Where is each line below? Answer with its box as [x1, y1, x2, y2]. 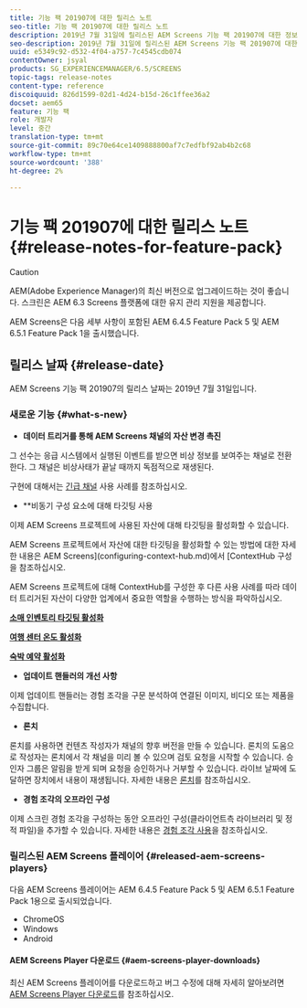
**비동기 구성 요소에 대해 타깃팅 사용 [22, 500, 153, 512]
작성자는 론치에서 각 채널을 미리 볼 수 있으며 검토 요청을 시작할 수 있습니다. [18, 751, 285, 763]
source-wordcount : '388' [9, 157, 104, 167]
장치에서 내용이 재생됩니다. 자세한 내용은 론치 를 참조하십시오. [33, 774, 251, 786]
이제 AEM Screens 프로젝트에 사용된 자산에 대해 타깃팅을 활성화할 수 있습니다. [9, 520, 290, 531]
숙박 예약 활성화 [9, 651, 66, 663]
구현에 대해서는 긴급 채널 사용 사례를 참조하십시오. [9, 481, 188, 492]
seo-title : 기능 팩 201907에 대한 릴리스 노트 [9, 22, 169, 31]
